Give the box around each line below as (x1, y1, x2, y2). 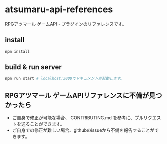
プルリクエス (134, 115, 161, 121)
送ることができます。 (21, 121, 65, 127)
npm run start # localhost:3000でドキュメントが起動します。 (5, 76, 124, 81)
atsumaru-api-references (5, 4, 113, 15)
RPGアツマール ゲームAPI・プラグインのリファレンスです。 (5, 21, 127, 27)
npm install (5, 49, 30, 54)
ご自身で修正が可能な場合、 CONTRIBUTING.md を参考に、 (12, 115, 135, 121)
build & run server (5, 63, 62, 71)
